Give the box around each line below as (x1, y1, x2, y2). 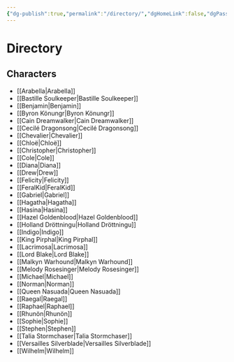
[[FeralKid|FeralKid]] (16, 183, 75, 191)
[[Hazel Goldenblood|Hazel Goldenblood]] (16, 212, 138, 221)
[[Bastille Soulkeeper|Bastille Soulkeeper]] (16, 94, 139, 102)
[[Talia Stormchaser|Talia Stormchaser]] (16, 331, 133, 340)
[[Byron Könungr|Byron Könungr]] (16, 109, 115, 117)
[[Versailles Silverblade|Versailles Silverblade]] (16, 339, 152, 347)
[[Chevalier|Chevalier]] (16, 131, 83, 140)
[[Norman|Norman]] (16, 280, 75, 288)
